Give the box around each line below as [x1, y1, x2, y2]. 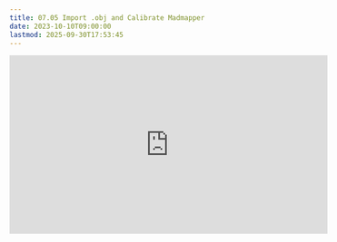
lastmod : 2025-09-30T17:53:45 [9, 30, 124, 39]
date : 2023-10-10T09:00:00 [9, 22, 112, 31]
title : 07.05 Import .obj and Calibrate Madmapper [9, 13, 205, 23]
